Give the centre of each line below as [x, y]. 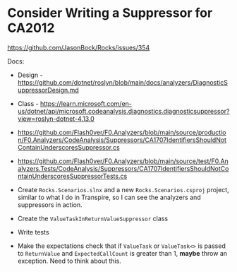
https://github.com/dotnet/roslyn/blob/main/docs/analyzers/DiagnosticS [122, 82]
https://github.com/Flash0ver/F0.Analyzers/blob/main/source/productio [122, 132]
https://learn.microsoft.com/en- [86, 103]
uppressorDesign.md [48, 90]
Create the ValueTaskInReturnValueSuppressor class [92, 218]
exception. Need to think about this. [69, 261]
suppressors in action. [50, 205]
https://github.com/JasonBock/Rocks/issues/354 [79, 47]
